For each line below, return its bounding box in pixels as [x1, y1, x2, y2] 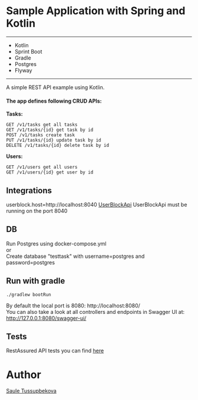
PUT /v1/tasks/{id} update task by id [6, 137, 101, 143]
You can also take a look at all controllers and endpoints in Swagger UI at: [6, 308, 185, 315]
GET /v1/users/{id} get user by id [6, 169, 94, 175]
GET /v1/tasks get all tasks [6, 122, 78, 128]
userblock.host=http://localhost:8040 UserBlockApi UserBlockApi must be [6, 201, 187, 208]
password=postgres [6, 258, 55, 266]
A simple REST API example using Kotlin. [6, 84, 105, 91]
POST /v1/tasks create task [6, 132, 75, 138]
